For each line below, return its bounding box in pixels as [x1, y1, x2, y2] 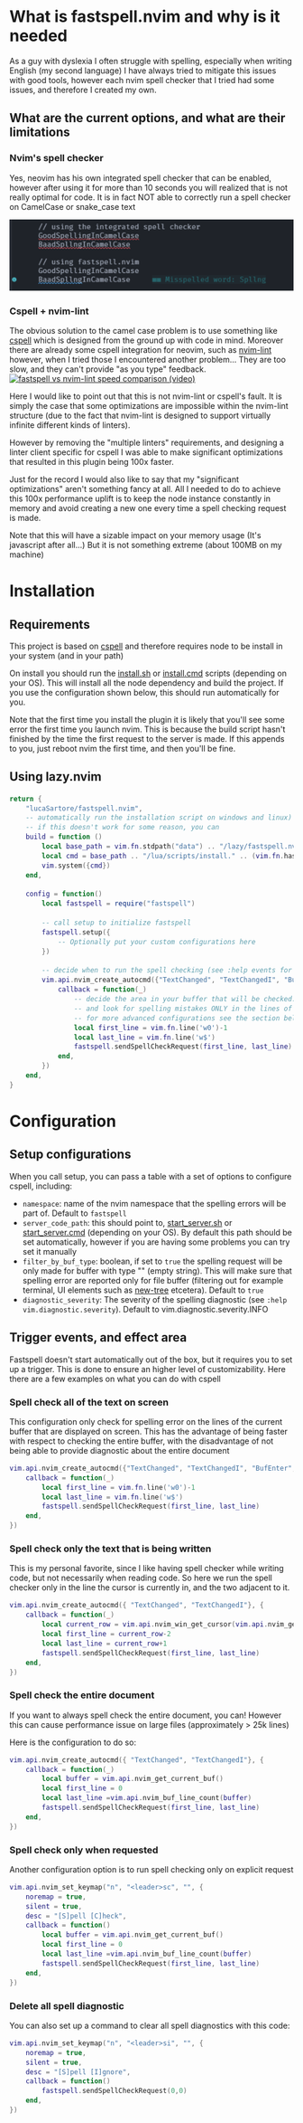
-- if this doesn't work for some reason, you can [25, 823, 220, 832]
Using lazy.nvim [9, 769, 102, 784]
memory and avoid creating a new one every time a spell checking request [9, 502, 287, 513]
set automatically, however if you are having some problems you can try [22, 1237, 290, 1247]
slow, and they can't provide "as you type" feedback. [9, 364, 207, 374]
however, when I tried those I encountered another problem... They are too [9, 354, 287, 365]
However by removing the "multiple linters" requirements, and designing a [9, 437, 284, 448]
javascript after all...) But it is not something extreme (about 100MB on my [9, 539, 282, 550]
